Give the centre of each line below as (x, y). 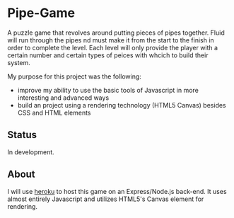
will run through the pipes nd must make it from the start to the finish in (111, 40)
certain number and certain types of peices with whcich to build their (108, 55)
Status (22, 135)
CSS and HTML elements (54, 113)
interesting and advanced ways (63, 98)
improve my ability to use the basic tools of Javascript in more (108, 90)
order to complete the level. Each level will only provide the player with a (112, 47)
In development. (31, 152)
